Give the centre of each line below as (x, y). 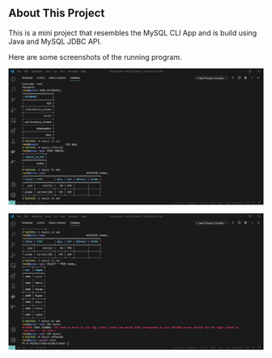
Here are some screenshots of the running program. (95, 57)
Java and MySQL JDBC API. (55, 41)
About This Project (57, 13)
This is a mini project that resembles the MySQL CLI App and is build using (133, 32)
